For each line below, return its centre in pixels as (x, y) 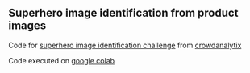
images (27, 26)
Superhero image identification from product (123, 13)
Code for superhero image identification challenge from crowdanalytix (125, 45)
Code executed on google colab (62, 60)
